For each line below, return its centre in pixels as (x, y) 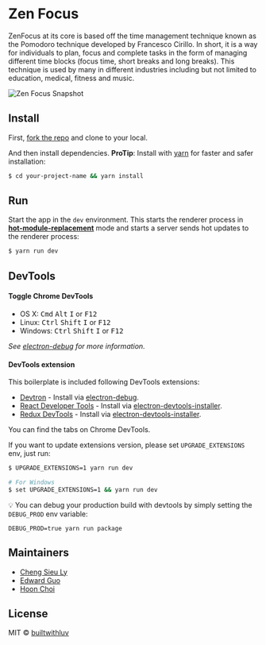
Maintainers (39, 553)
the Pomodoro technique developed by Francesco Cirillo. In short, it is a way (133, 44)
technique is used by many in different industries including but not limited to (132, 69)
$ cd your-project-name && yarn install (76, 176)
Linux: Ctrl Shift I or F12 (65, 322)
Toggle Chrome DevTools (51, 296)
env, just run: (29, 454)
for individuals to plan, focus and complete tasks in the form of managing (128, 52)
